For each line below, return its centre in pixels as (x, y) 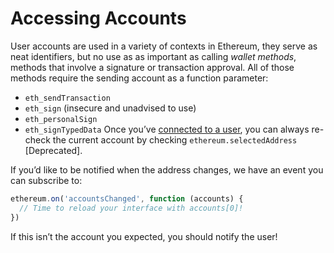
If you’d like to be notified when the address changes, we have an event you (167, 169)
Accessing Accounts (98, 18)
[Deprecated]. (53, 150)
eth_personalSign (61, 119)
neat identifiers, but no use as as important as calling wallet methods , (153, 56)
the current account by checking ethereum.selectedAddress (175, 139)
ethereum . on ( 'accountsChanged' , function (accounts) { (127, 198)
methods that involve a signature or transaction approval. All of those (152, 67)
